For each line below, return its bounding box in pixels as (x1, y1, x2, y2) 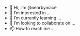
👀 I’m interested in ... (9, 10, 51, 16)
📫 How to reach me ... (9, 26, 55, 31)
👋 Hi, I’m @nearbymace (9, 5, 57, 10)
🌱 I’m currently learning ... (9, 15, 62, 20)
